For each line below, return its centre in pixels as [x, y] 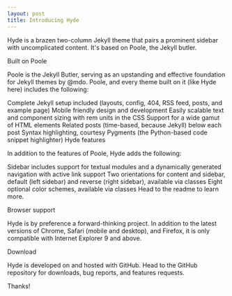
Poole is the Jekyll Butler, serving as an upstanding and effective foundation [116, 75]
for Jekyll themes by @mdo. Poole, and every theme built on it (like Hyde [112, 81]
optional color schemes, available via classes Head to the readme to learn [113, 189]
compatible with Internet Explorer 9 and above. [75, 238]
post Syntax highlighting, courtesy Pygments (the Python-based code [107, 132]
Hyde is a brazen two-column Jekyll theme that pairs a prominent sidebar [113, 40]
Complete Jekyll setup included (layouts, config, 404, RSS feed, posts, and [115, 102]
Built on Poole [27, 61]
